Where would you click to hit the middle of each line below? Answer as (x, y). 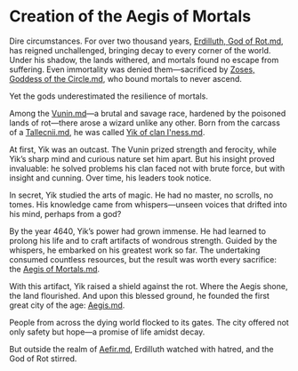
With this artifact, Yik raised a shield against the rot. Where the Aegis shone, (149, 286)
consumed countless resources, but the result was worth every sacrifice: (143, 259)
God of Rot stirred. (43, 359)
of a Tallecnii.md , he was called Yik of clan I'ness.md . (107, 132)
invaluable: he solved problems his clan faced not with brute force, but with (147, 168)
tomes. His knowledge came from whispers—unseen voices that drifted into (148, 204)
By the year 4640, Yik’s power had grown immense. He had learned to (138, 231)
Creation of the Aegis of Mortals (130, 16)
